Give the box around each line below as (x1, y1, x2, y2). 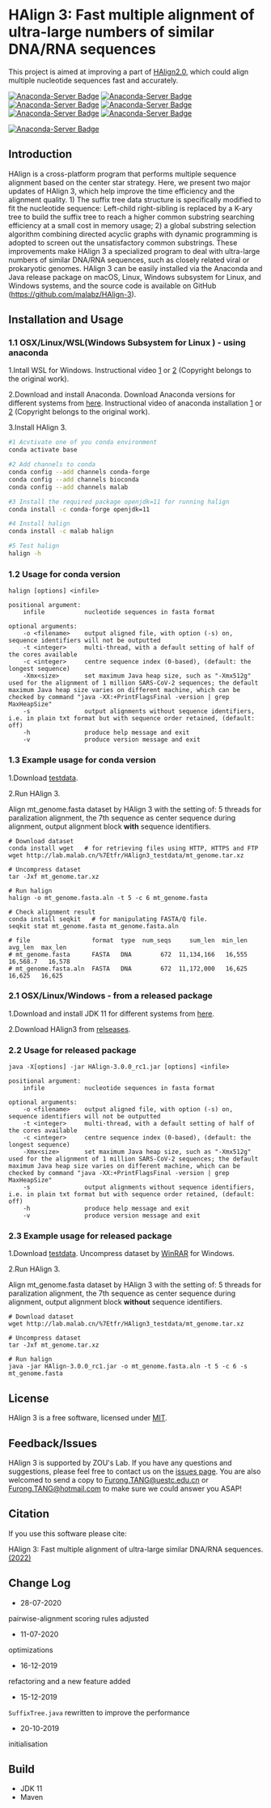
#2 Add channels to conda (8, 460, 95, 469)
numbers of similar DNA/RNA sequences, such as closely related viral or (8, 255, 250, 265)
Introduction (8, 147, 73, 161)
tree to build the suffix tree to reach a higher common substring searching (8, 212, 255, 222)
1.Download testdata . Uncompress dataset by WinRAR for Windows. (8, 1249, 235, 1258)
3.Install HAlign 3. (8, 422, 67, 432)
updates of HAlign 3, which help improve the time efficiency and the (8, 186, 235, 196)
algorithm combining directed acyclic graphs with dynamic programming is (8, 229, 258, 239)
